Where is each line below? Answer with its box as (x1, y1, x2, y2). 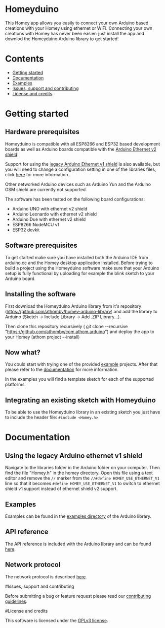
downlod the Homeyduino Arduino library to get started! (5, 36, 119, 42)
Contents (5, 53, 44, 65)
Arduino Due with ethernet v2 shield (12, 216, 86, 222)
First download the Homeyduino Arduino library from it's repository (5, 303, 142, 309)
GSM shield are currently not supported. (5, 186, 87, 192)
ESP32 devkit (12, 227, 40, 233)
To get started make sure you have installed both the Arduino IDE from (5, 254, 148, 260)
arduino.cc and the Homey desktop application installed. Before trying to (5, 260, 153, 266)
